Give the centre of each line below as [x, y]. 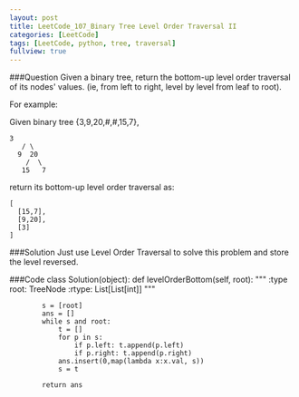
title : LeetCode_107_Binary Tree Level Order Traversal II [123, 26]
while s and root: [77, 322]
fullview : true [38, 52]
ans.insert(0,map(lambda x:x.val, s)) [131, 362]
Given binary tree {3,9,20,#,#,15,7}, [74, 122]
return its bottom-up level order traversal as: [92, 188]
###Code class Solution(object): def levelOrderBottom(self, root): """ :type [149, 280]
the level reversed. [44, 262]
